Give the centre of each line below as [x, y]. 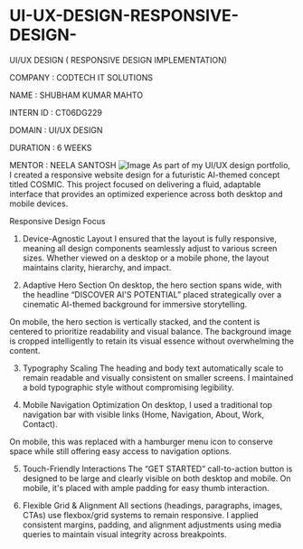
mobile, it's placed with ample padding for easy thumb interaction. [146, 487]
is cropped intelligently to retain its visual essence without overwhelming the [152, 341]
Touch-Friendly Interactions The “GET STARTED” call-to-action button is [157, 469]
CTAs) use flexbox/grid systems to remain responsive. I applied [141, 515]
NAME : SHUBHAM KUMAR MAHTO [76, 95]
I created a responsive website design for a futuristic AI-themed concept [145, 175]
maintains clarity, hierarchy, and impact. [97, 267]
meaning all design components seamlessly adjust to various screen [150, 248]
